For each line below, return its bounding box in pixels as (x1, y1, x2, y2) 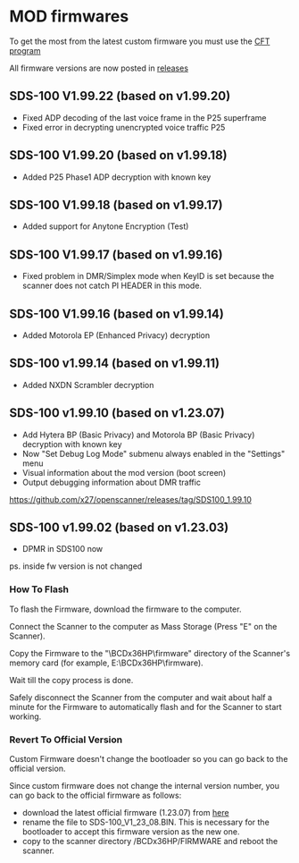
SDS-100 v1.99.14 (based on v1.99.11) (9, 356, 220, 371)
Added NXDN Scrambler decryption (21, 379, 154, 390)
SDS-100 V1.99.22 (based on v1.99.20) (9, 89, 231, 104)
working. (9, 711, 42, 722)
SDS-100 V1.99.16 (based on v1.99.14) (9, 306, 225, 321)
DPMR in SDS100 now (21, 544, 104, 554)
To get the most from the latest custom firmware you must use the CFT (9, 36, 270, 47)
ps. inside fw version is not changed (9, 561, 143, 571)
